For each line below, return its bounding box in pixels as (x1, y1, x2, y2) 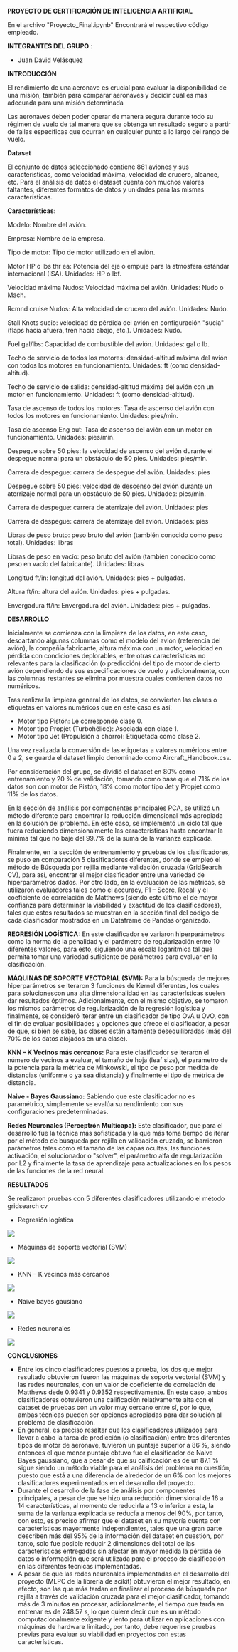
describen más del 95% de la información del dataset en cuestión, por (17, 1532, 224, 1540)
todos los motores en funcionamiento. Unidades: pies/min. (7, 412, 179, 420)
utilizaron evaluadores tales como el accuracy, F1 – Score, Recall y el (7, 885, 208, 894)
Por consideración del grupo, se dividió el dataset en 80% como (7, 767, 196, 776)
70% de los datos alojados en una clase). (7, 1034, 128, 1043)
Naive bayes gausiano (17, 1297, 83, 1305)
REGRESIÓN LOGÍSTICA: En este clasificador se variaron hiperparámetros (7, 930, 225, 938)
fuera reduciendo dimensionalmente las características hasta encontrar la (7, 826, 224, 835)
